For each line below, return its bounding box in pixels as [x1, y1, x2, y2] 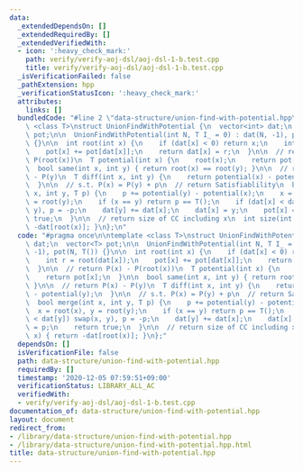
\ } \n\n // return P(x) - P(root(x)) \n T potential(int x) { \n [25, 265, 280, 274]
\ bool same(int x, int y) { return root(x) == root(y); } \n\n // [25, 164, 289, 173]
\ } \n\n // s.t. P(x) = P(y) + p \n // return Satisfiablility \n [25, 181, 284, 190]
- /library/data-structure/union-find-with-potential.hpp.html [9, 440, 252, 449]
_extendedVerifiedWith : [17, 38, 106, 48]
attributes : [17, 96, 63, 106]
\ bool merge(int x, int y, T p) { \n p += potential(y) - [25, 298, 264, 307]
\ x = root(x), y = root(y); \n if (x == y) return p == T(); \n [25, 306, 284, 315]
